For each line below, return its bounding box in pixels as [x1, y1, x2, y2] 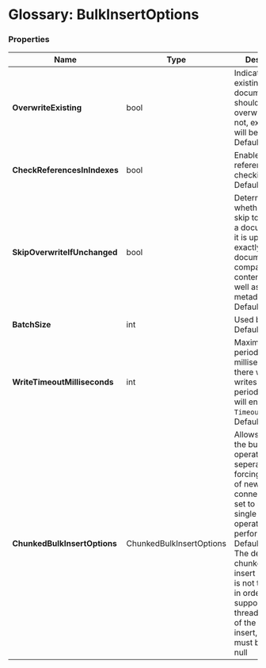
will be [234, 127, 259, 138]
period [234, 387, 259, 398]
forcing [234, 469, 261, 480]
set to [234, 498, 256, 510]
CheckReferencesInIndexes [12, 165, 119, 176]
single [234, 509, 257, 520]
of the [234, 617, 256, 628]
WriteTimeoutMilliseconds [12, 376, 114, 387]
